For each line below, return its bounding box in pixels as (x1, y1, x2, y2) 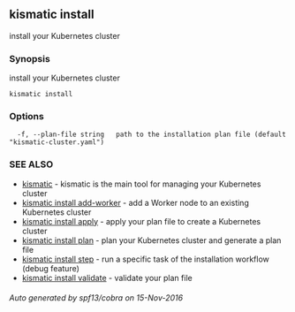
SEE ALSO (9, 158, 54, 171)
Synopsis (9, 52, 50, 65)
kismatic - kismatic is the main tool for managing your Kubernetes (21, 179, 261, 189)
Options (9, 110, 44, 123)
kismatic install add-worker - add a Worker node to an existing (21, 197, 249, 208)
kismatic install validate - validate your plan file (21, 272, 193, 283)
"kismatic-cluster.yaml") (9, 138, 104, 147)
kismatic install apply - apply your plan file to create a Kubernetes (21, 216, 261, 226)
